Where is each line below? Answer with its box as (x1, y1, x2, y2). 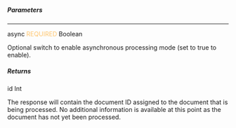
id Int (7, 84, 22, 92)
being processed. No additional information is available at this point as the (7, 105, 221, 113)
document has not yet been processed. (7, 113, 122, 121)
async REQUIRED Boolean (7, 29, 83, 38)
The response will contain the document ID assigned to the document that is (7, 98, 228, 106)
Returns (7, 66, 32, 75)
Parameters (7, 6, 43, 14)
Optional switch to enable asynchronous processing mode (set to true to (7, 43, 216, 52)
